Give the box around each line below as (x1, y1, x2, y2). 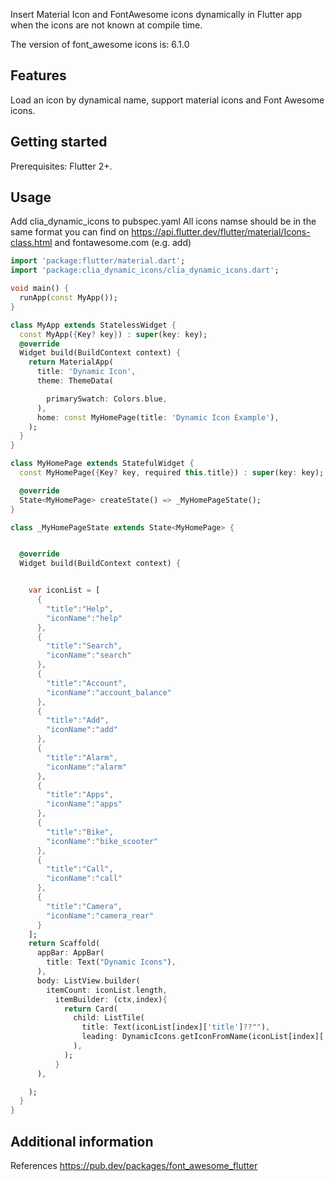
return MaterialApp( (28, 357, 114, 368)
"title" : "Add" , (46, 715, 110, 726)
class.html (10, 237, 53, 249)
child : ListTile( (73, 1013, 145, 1023)
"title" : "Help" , (46, 604, 114, 614)
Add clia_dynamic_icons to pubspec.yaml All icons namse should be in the (10, 215, 317, 228)
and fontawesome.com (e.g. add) (54, 237, 192, 249)
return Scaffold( (28, 939, 101, 949)
